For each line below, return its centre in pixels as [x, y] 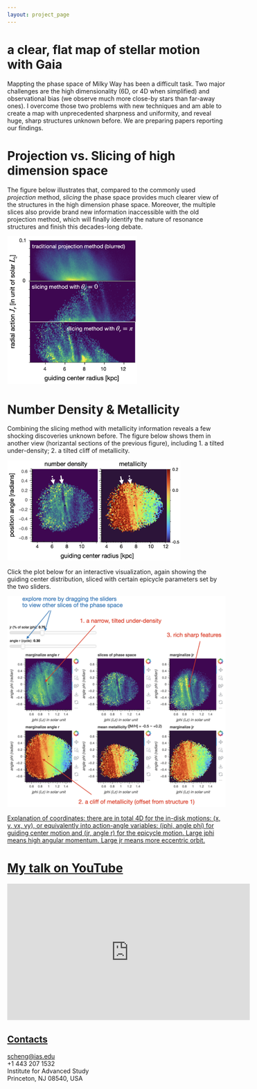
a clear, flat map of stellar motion [104, 50]
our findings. [25, 127]
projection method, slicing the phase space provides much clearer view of [113, 197]
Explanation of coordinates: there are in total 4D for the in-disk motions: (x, [114, 818]
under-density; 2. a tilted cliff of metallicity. [69, 451]
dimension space [58, 170]
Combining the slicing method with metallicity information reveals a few [109, 429]
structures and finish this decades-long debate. [75, 227]
